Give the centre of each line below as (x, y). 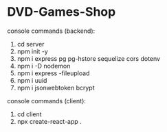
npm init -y (32, 51)
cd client (30, 114)
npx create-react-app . (49, 121)
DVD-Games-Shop (62, 12)
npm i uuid (32, 80)
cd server (31, 44)
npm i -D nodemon (44, 66)
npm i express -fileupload (53, 73)
